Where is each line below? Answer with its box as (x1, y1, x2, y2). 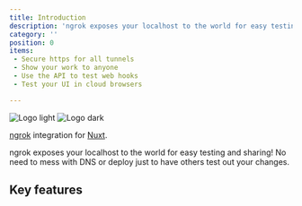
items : (9, 47, 34, 56)
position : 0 (9, 38, 54, 47)
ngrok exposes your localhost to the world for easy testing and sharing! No (9, 147, 287, 158)
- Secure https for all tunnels (13, 55, 135, 64)
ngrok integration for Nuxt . (9, 129, 108, 140)
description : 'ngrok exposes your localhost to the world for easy (9, 21, 268, 30)
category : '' (9, 30, 58, 39)
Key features (9, 183, 83, 198)
